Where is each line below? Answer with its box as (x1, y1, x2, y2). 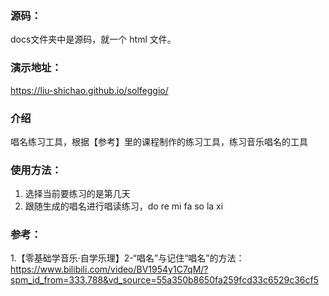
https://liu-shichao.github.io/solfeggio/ (10, 84, 169, 96)
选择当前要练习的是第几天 (24, 188, 131, 200)
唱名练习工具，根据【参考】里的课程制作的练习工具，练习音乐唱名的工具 (10, 135, 308, 147)
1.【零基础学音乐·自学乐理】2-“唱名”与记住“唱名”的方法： (10, 252, 245, 264)
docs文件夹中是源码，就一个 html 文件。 (10, 33, 177, 46)
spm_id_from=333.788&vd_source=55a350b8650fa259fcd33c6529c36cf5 (10, 274, 320, 286)
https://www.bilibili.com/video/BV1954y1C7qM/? (10, 263, 209, 276)
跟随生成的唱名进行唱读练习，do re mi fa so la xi (24, 200, 224, 212)
